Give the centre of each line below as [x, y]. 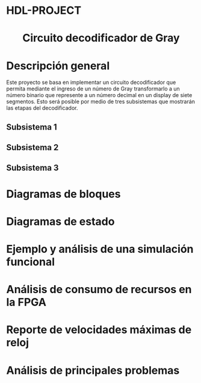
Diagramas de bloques [63, 194]
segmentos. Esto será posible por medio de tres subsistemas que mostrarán [101, 102]
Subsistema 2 [32, 147]
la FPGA [26, 302]
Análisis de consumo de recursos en [99, 290]
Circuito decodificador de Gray [101, 38]
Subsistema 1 [32, 127]
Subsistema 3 [32, 168]
